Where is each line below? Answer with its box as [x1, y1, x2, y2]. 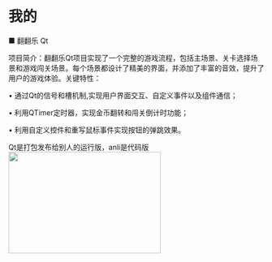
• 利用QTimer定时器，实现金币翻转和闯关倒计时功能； [8, 107, 189, 118]
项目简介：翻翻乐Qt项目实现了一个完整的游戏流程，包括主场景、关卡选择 [8, 53, 252, 62]
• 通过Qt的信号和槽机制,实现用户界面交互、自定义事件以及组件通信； [8, 90, 238, 100]
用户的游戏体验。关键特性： [8, 73, 101, 83]
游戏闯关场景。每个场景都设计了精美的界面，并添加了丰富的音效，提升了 [22, 62, 265, 73]
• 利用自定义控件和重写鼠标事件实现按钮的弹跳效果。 [8, 125, 185, 135]
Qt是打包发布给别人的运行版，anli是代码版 [8, 142, 149, 152]
